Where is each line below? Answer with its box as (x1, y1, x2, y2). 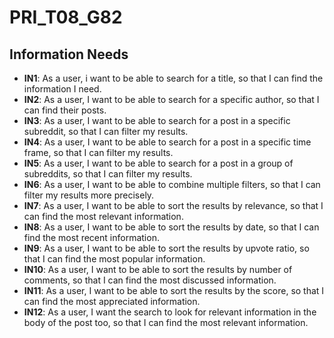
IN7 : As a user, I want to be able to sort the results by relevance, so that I (23, 200, 324, 211)
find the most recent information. (23, 232, 160, 243)
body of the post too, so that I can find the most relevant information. (23, 317, 309, 328)
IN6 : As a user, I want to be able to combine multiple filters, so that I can (23, 179, 321, 190)
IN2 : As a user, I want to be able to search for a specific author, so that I (23, 94, 320, 105)
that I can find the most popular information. (23, 253, 206, 265)
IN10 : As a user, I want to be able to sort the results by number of (23, 264, 293, 275)
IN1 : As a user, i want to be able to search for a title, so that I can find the (23, 72, 324, 84)
